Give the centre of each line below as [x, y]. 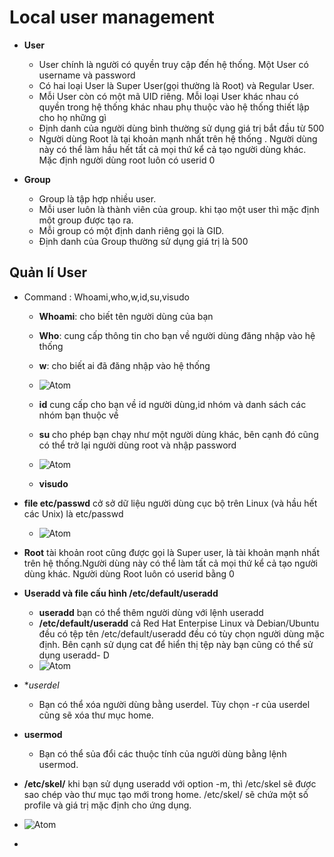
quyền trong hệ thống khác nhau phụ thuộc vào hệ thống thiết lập [174, 107]
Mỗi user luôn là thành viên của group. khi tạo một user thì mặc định [179, 209]
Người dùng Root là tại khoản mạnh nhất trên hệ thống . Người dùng [178, 138]
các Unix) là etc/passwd [73, 513]
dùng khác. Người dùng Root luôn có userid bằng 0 [129, 573]
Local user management [112, 17]
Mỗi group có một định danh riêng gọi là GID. [131, 230]
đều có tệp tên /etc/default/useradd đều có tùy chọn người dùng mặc [181, 633]
